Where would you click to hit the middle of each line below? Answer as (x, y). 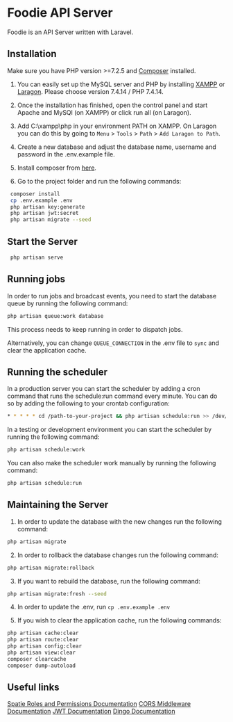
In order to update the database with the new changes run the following (119, 521)
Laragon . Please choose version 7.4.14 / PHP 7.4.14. (90, 91)
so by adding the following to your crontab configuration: (88, 403)
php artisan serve (37, 257)
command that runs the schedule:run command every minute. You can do (112, 396)
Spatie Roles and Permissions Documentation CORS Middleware (99, 704)
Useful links (34, 688)
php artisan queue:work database (55, 316)
